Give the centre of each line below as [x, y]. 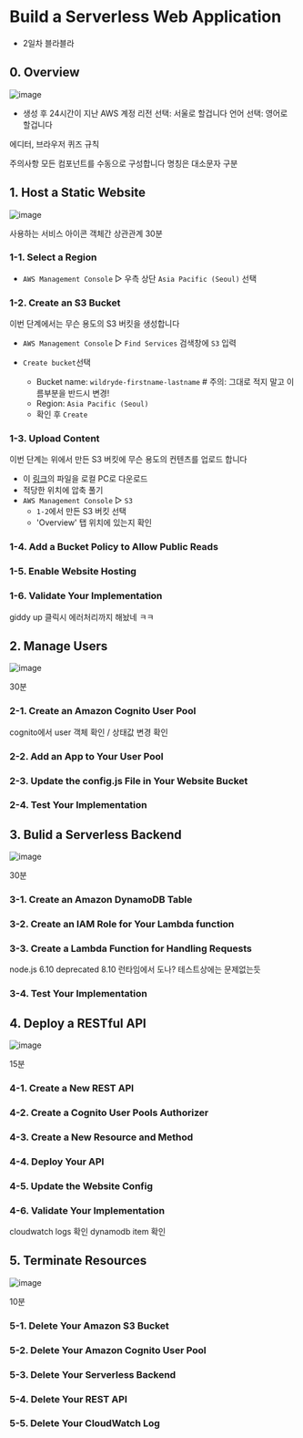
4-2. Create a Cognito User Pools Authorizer [109, 1112]
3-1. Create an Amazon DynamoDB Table [101, 900]
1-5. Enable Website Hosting [73, 572]
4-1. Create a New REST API [72, 1089]
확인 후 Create [62, 414]
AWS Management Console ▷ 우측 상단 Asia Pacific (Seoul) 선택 [140, 278]
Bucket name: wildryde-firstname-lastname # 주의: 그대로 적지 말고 [160, 382]
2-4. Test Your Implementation [78, 805]
